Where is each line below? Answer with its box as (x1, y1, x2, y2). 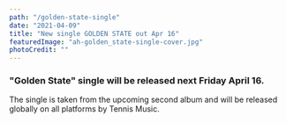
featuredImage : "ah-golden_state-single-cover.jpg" (9, 37, 203, 47)
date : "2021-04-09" (9, 21, 81, 30)
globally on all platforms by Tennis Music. (9, 104, 161, 114)
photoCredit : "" (9, 46, 69, 54)
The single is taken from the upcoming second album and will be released (9, 94, 278, 105)
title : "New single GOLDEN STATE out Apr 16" (9, 29, 179, 38)
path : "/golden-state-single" (9, 12, 121, 22)
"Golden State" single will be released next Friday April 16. (9, 75, 265, 87)
